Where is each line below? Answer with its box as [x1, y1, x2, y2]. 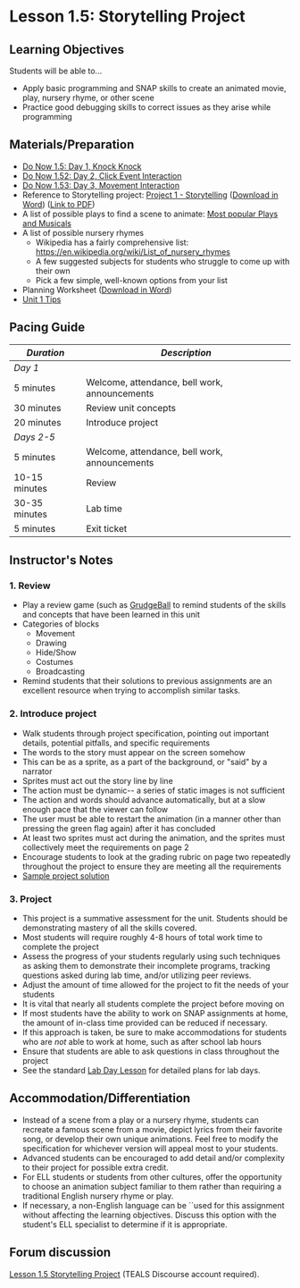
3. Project [9, 892, 52, 905]
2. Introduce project [9, 708, 97, 720]
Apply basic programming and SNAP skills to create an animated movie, [21, 83, 287, 93]
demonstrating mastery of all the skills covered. [21, 922, 198, 933]
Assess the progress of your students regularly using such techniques [21, 950, 281, 962]
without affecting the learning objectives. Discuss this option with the [21, 1209, 277, 1220]
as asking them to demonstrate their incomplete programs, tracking [21, 960, 271, 971]
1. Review [9, 579, 51, 592]
